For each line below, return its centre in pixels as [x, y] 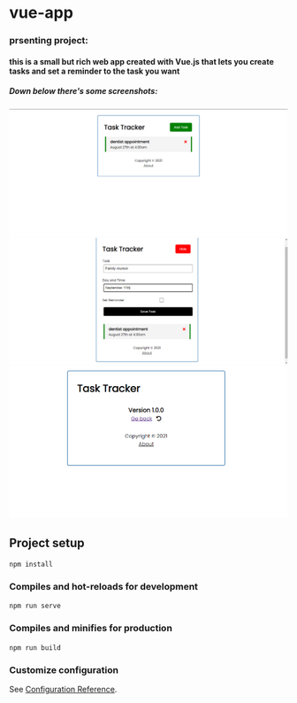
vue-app [41, 13]
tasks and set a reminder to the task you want [95, 71]
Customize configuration [64, 669]
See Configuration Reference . [63, 690]
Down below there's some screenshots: [84, 91]
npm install [31, 565]
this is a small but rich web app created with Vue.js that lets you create [141, 61]
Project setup [47, 543]
